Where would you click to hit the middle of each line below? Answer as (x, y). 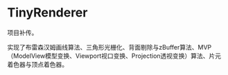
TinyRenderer (47, 13)
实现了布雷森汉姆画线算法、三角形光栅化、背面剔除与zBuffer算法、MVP (109, 47)
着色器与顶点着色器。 (37, 64)
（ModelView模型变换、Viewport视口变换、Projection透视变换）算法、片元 (114, 56)
